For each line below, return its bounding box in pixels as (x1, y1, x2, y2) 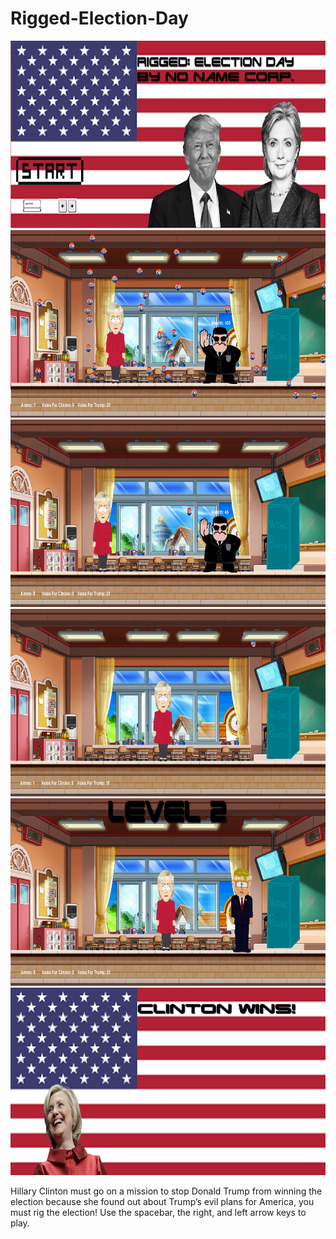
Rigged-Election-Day (10, 7, 189, 30)
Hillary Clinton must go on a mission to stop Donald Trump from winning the (10, 1185, 323, 1197)
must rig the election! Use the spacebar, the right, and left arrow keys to (10, 1206, 307, 1218)
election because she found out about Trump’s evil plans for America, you (10, 1195, 315, 1207)
